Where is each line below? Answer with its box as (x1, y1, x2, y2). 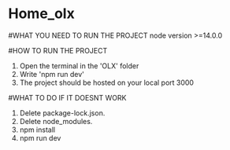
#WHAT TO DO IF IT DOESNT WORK (8, 93, 127, 102)
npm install (19, 125, 56, 134)
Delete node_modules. (19, 116, 93, 126)
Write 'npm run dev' (19, 69, 84, 79)
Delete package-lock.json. (19, 108, 106, 118)
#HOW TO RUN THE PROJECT (8, 46, 108, 55)
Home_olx (8, 5, 75, 23)
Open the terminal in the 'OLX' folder (19, 60, 139, 71)
